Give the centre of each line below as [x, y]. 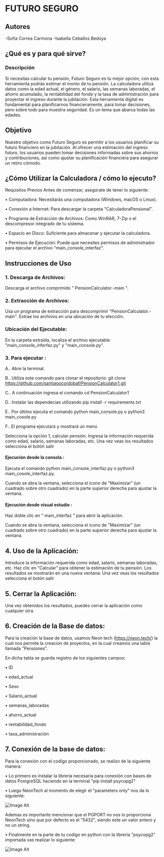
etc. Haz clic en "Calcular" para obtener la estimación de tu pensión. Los [78, 568]
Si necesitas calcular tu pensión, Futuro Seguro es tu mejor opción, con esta [82, 78]
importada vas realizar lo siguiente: [40, 840]
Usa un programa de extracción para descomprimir [57, 311]
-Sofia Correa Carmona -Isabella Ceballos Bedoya [56, 38]
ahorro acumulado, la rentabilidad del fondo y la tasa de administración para [82, 94]
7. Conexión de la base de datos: [55, 749]
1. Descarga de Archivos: [35, 277]
